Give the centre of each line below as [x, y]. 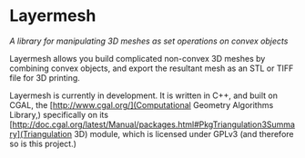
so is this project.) [43, 143]
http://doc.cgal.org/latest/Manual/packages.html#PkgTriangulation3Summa [154, 124]
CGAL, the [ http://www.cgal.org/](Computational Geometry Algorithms [142, 104]
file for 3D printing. [45, 77]
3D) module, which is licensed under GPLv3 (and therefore [184, 133]
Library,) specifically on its [59, 114]
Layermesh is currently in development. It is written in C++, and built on [143, 95]
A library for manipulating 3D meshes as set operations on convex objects [149, 41]
